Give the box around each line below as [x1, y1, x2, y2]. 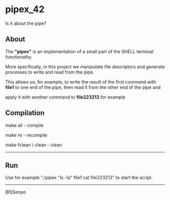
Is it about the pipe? [5, 20, 47, 26]
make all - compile [5, 122, 44, 128]
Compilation [5, 109, 45, 117]
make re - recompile [5, 132, 48, 138]
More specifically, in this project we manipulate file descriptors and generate [5, 63, 165, 69]
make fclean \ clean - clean [5, 142, 62, 148]
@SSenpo [5, 189, 26, 195]
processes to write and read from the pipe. [5, 69, 95, 75]
